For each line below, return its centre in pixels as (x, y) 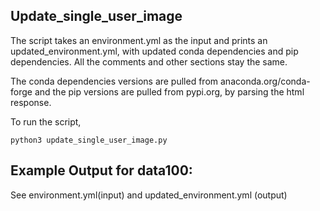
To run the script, (46, 121)
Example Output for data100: (101, 170)
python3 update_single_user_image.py (89, 140)
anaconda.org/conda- (265, 81)
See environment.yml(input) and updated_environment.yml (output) (149, 195)
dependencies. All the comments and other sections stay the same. (149, 61)
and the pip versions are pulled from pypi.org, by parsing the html (169, 91)
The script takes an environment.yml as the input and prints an (139, 40)
